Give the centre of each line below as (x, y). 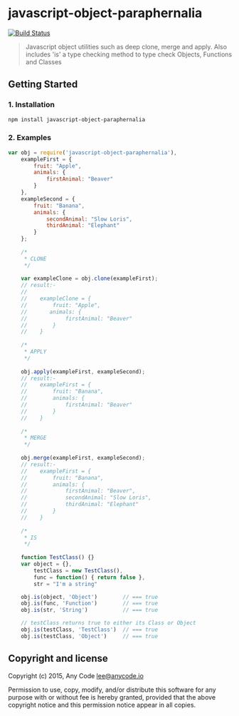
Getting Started (43, 85)
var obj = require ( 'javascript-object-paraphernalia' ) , (92, 152)
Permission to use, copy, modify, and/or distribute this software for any (112, 690)
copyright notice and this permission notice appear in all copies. (102, 705)
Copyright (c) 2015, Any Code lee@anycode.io (76, 675)
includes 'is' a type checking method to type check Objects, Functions (129, 54)
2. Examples (30, 138)
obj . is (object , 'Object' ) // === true (90, 597)
